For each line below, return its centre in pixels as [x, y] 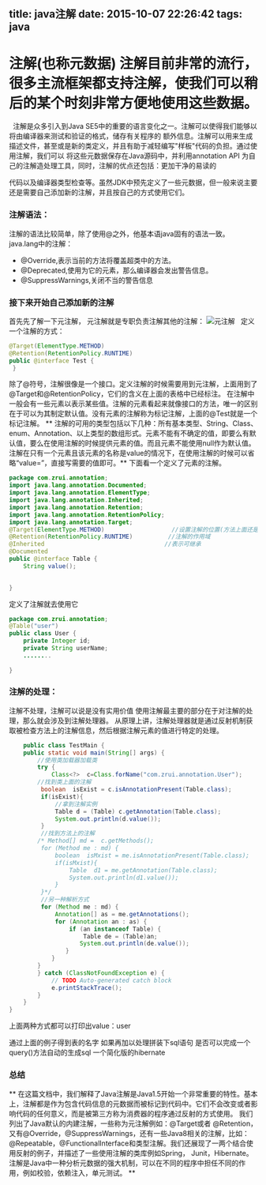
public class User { [43, 634]
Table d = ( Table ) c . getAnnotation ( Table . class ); [138, 811]
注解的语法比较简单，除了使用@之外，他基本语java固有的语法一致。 [119, 233]
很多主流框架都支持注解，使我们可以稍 [134, 83]
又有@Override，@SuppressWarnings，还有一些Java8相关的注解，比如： [129, 1133]
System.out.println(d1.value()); [124, 878]
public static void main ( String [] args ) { [94, 753]
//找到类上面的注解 [64, 782]
